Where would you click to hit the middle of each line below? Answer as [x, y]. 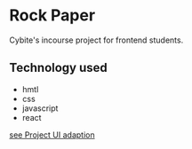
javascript [40, 108]
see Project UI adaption [52, 135]
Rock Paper [52, 16]
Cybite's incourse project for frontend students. [96, 40]
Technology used [59, 68]
